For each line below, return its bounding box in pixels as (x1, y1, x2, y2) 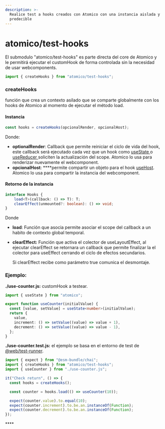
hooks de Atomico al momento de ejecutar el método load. (5, 103, 124, 108)
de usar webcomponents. (5, 65, 57, 71)
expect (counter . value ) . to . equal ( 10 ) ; (9, 398, 87, 403)
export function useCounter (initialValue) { (5, 302, 98, 307)
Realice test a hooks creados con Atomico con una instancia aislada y (9, 12, 161, 17)
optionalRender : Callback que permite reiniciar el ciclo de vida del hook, (12, 143, 161, 149)
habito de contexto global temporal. (12, 230, 85, 236)
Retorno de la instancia (5, 181, 53, 187)
